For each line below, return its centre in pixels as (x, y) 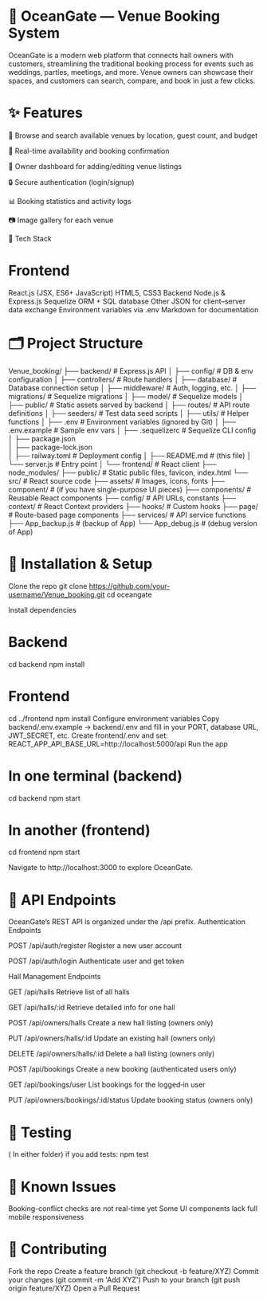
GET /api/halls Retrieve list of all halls (69, 992)
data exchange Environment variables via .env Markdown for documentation (133, 309)
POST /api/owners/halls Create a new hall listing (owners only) (111, 1023)
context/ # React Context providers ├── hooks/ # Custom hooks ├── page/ (133, 506)
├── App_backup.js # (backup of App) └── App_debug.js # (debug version (133, 523)
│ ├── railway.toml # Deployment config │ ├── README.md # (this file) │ (130, 455)
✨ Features (46, 113)
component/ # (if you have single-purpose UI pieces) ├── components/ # (130, 489)
